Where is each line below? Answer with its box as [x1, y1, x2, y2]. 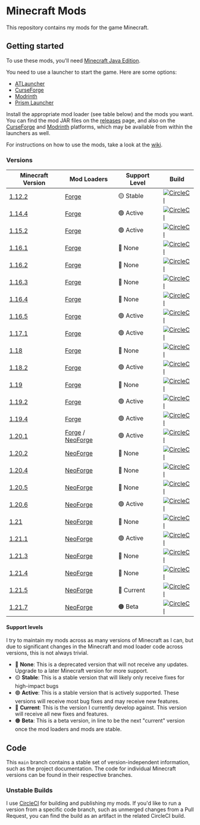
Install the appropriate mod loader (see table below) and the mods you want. [6, 110, 194, 117]
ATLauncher [14, 80, 45, 87]
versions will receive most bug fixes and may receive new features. [14, 698, 180, 705]
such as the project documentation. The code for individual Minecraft [6, 765, 176, 772]
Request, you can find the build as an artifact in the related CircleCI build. [6, 812, 186, 820]
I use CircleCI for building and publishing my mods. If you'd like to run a [6, 799, 182, 807]
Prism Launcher [14, 99, 54, 106]
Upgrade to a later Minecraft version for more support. [14, 667, 149, 674]
